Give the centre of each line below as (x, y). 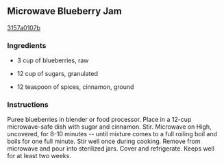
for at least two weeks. (39, 156)
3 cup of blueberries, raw (53, 60)
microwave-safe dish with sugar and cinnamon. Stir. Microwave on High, (109, 127)
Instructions (28, 105)
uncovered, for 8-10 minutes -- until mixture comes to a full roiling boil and (112, 134)
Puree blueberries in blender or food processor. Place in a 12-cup (99, 120)
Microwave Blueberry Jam (64, 11)
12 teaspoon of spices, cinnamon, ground (75, 87)
